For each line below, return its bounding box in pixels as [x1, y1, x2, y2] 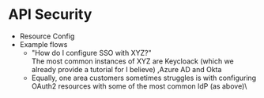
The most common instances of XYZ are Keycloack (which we [31, 56, 235, 66]
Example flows [19, 39, 68, 49]
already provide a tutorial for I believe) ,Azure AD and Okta [31, 64, 222, 74]
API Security [8, 5, 92, 24]
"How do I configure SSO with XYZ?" [31, 48, 152, 57]
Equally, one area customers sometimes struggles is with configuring [31, 73, 257, 82]
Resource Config [19, 31, 75, 41]
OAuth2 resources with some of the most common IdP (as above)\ [31, 81, 247, 91]
